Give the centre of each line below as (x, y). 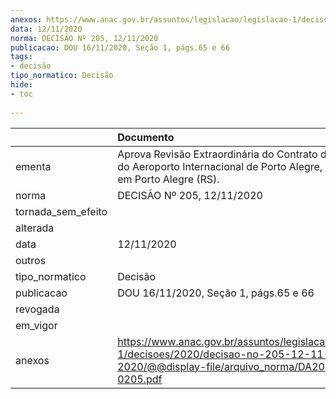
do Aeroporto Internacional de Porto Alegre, (220, 166)
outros (31, 260)
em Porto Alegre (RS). (168, 179)
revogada (37, 309)
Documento (146, 137)
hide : (21, 85)
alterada (35, 228)
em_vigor (36, 325)
